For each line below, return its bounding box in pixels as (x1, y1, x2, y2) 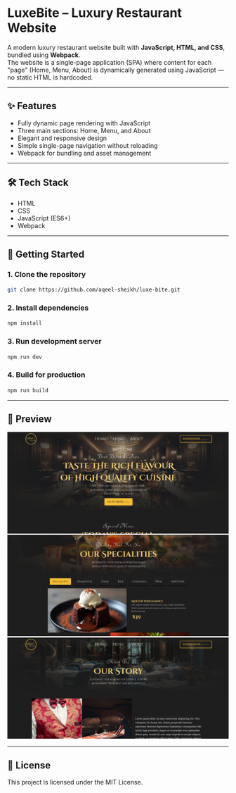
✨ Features (7, 100, 57, 112)
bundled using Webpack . (7, 51, 81, 59)
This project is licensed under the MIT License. (7, 778, 143, 787)
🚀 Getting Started (7, 248, 85, 260)
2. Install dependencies (7, 303, 89, 313)
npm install (7, 320, 42, 327)
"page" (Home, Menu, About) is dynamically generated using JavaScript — (7, 65, 225, 74)
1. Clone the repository (7, 269, 86, 279)
